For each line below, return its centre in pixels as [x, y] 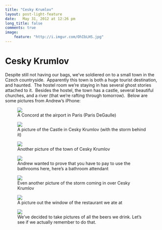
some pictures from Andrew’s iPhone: [43, 100]
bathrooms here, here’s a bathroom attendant [63, 168]
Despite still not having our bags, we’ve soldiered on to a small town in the [80, 74]
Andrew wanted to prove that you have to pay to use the [74, 163]
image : [12, 32]
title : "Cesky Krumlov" [29, 10]
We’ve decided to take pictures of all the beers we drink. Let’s [80, 217]
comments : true [21, 28]
